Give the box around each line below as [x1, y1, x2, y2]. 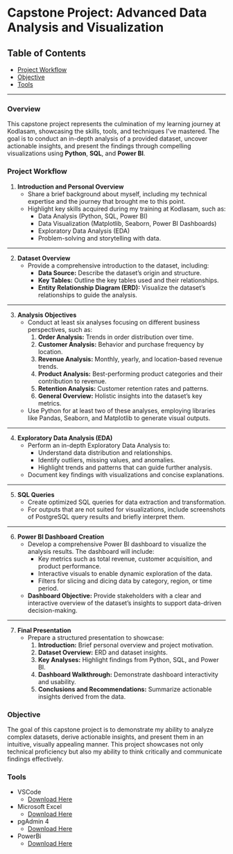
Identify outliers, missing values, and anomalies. [37, 455, 175, 464]
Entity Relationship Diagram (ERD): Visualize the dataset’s [37, 283, 206, 292]
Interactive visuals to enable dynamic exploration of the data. [37, 569, 213, 577]
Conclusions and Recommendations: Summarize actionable [37, 685, 212, 693]
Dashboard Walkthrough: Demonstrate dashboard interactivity [37, 670, 218, 679]
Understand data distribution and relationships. [37, 448, 173, 457]
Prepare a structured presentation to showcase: [27, 633, 164, 642]
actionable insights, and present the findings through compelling [7, 142, 192, 150]
